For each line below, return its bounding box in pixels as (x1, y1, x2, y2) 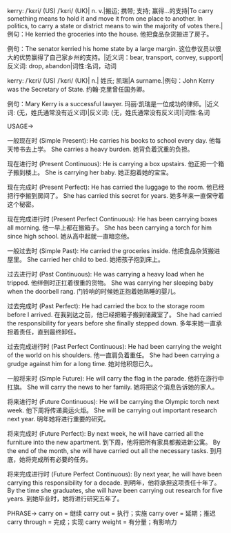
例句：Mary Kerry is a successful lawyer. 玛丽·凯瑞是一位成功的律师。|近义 (7, 100, 219, 108)
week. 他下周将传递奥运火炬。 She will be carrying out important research (7, 406, 217, 414)
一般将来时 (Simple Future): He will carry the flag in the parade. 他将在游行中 (7, 374, 224, 382)
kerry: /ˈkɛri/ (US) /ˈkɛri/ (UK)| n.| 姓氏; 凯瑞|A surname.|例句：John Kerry (7, 77, 214, 85)
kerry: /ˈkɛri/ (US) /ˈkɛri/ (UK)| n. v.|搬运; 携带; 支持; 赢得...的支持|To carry (7, 7, 214, 14)
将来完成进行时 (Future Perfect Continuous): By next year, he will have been (7, 470, 223, 478)
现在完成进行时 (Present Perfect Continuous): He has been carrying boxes (7, 215, 218, 223)
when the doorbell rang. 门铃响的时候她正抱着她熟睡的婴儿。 (7, 288, 180, 295)
